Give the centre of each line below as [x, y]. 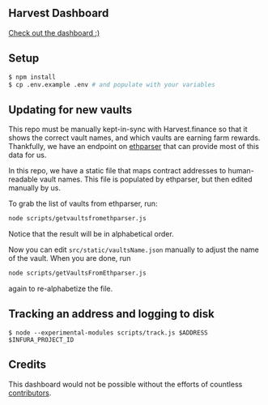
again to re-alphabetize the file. [61, 288]
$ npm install [32, 77]
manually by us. [34, 188]
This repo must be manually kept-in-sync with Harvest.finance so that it [128, 130]
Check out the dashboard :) [54, 32]
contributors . [30, 393]
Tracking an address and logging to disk [111, 314]
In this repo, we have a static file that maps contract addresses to [117, 171]
